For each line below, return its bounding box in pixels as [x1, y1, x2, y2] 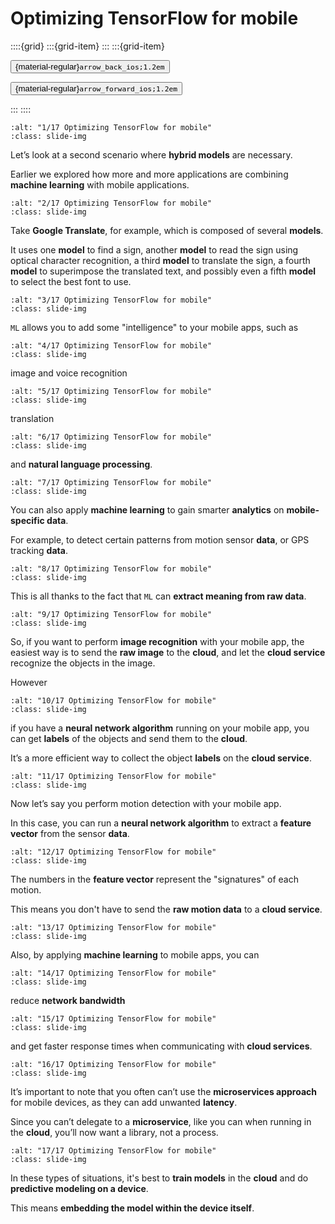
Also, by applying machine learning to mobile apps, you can [10, 948, 260, 961]
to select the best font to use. [10, 275, 132, 287]
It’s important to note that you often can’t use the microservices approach [10, 1085, 318, 1097]
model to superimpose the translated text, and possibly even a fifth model [10, 265, 317, 277]
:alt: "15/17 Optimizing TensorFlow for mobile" [10, 1013, 217, 1024]
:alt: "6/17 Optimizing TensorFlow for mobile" [10, 432, 213, 442]
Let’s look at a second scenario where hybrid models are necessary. [10, 148, 293, 161]
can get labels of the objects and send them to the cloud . [10, 732, 248, 744]
